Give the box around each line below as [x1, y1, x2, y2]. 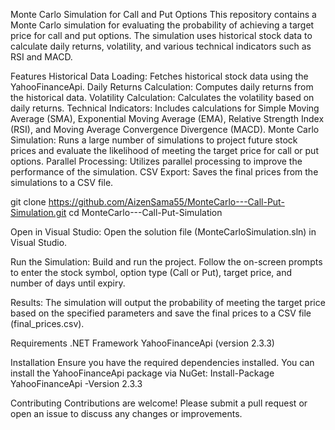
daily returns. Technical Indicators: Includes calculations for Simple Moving [10, 102, 320, 114]
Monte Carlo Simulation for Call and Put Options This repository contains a [10, 9, 317, 20]
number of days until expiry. [10, 277, 126, 289]
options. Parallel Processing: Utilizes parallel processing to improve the [10, 155, 303, 167]
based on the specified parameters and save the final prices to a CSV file [10, 307, 312, 319]
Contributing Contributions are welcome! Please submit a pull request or [10, 397, 308, 409]
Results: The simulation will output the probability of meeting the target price [10, 297, 326, 308]
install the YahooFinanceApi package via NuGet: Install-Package [10, 367, 275, 379]
